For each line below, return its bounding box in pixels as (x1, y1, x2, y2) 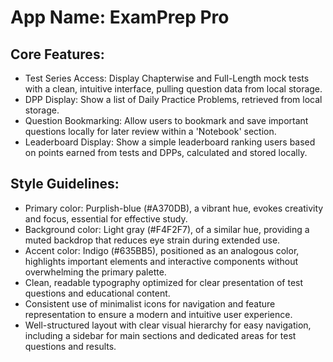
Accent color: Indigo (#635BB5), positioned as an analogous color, (24, 244, 300, 256)
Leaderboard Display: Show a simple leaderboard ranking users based (24, 136, 316, 148)
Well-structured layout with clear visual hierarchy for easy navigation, (24, 319, 312, 331)
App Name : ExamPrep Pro (10, 6, 230, 29)
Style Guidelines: (10, 176, 120, 193)
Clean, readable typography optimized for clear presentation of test (24, 276, 304, 288)
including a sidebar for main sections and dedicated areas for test (24, 329, 297, 341)
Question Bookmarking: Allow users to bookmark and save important (24, 115, 309, 126)
